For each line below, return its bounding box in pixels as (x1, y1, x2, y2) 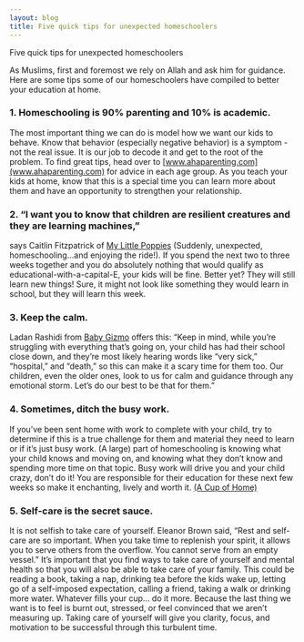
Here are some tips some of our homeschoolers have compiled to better (9, 74, 280, 85)
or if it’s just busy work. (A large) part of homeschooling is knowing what (9, 443, 281, 453)
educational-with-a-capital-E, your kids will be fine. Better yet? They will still (9, 270, 296, 280)
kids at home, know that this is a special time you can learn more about (9, 175, 276, 187)
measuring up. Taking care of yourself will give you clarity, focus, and (9, 612, 270, 623)
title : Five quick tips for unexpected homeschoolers (9, 22, 218, 31)
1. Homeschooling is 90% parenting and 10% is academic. (9, 107, 271, 119)
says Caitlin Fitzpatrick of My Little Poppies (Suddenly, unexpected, (9, 240, 263, 251)
